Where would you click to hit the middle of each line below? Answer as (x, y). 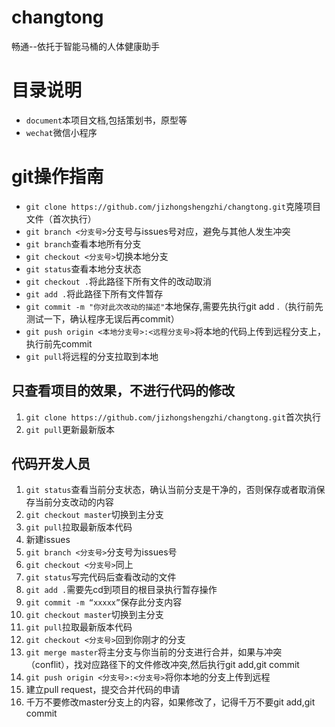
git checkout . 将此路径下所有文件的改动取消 (119, 281)
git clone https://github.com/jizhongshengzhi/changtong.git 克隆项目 (173, 206)
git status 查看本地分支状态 (83, 268)
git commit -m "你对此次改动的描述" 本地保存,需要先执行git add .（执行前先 (174, 306)
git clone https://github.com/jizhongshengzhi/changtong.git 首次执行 (173, 417)
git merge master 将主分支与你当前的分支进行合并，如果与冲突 (154, 652)
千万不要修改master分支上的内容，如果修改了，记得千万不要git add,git (170, 702)
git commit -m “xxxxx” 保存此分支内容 (104, 602)
